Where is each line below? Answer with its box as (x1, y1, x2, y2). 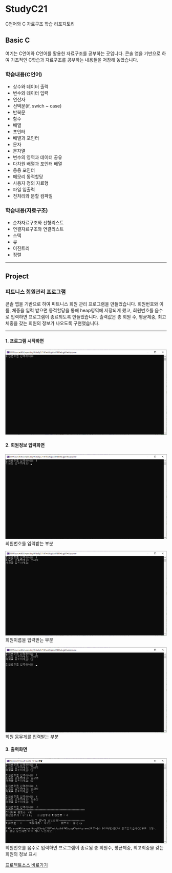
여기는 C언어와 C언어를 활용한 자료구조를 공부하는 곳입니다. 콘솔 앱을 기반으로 (5, 50, 161, 57)
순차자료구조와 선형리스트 (12, 220, 64, 226)
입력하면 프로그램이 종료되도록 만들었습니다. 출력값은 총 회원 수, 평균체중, (10, 314, 157, 320)
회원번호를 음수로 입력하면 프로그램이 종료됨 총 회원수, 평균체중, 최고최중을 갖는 (5, 844, 164, 850)
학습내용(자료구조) (5, 207, 48, 214)
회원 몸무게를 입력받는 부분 (5, 734, 59, 740)
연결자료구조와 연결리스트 (12, 226, 64, 232)
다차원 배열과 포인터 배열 (12, 161, 62, 167)
